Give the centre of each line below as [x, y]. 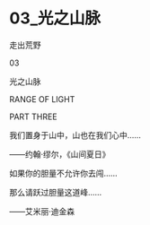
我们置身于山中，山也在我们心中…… [75, 134]
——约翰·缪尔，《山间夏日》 [60, 154]
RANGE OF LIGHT [42, 99]
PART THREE [33, 117]
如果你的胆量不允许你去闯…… [64, 173]
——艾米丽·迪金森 [42, 211]
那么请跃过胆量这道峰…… [56, 192]
